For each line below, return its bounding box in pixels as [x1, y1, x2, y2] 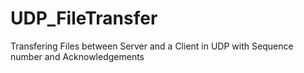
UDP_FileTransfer [10, 7, 158, 30]
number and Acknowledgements [10, 50, 145, 62]
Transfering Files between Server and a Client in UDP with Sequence [10, 40, 294, 52]
